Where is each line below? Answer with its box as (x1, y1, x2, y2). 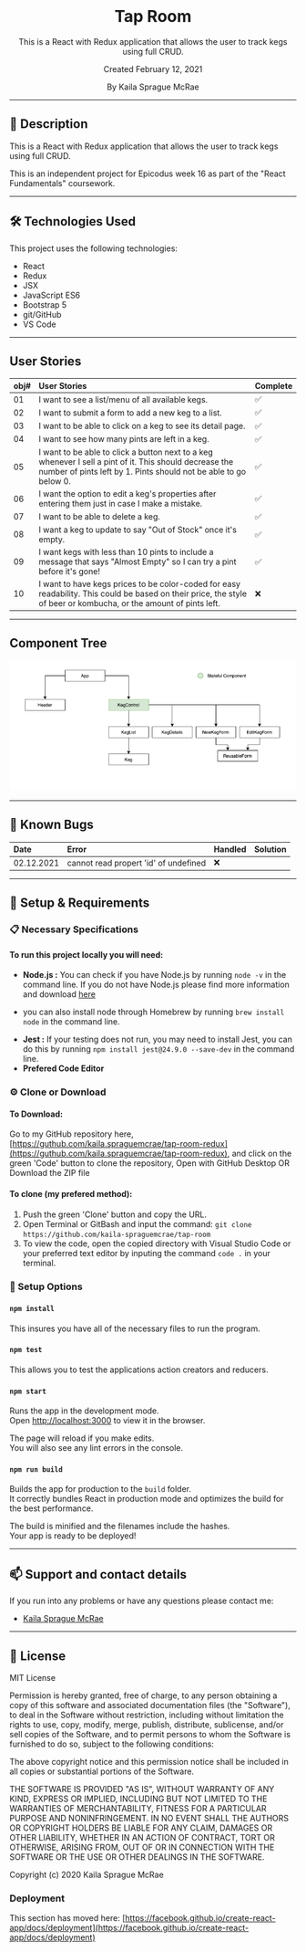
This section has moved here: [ (9, 1913, 126, 1924)
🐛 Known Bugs (9, 817, 94, 833)
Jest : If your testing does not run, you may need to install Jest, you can (22, 1034, 293, 1045)
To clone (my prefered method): (9, 1189, 133, 1200)
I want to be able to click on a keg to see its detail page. (38, 421, 246, 432)
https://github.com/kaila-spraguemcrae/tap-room (22, 1230, 211, 1239)
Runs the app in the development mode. (9, 1405, 159, 1416)
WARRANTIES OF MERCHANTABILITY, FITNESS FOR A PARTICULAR (9, 1802, 267, 1813)
